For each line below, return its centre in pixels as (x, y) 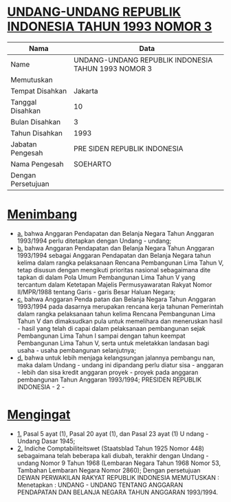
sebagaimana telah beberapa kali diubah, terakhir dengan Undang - (113, 455)
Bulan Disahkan (36, 122)
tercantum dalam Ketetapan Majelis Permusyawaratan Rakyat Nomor (114, 284)
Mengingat (39, 415)
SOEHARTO (92, 164)
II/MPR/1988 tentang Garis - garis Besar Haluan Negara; (96, 292)
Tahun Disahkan (37, 133)
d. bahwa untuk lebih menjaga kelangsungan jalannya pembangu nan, (116, 358)
